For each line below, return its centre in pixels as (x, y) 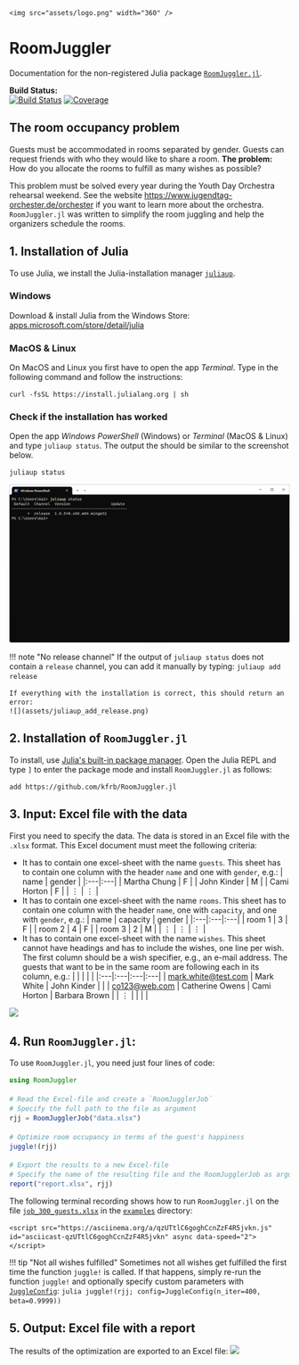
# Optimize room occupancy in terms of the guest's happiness (127, 1137)
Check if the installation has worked (89, 417)
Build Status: (33, 90)
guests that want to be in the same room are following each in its (141, 966)
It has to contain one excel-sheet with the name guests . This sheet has (151, 862)
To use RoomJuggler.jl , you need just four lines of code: (112, 1063)
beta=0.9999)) (36, 1301)
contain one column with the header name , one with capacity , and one (149, 910)
